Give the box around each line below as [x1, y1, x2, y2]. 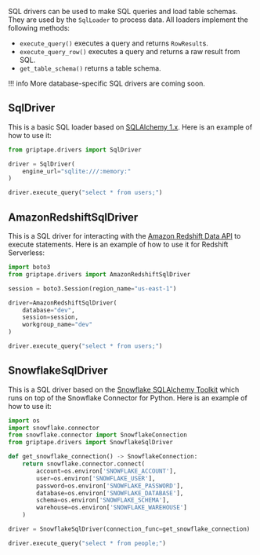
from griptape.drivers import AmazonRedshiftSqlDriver [8, 270, 191, 278]
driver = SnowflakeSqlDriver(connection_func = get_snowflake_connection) [8, 525, 251, 533]
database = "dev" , [22, 306, 76, 314]
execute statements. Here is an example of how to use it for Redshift [8, 239, 229, 249]
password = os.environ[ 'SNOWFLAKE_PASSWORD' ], [36, 482, 184, 490]
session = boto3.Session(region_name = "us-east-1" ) [8, 284, 177, 293]
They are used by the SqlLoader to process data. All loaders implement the [8, 15, 248, 24]
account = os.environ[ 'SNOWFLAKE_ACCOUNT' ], [36, 467, 177, 475]
